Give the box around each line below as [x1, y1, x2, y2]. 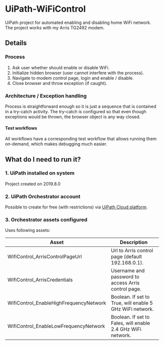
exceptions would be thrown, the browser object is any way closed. [5, 114, 141, 120]
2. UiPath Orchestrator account [5, 193, 81, 200]
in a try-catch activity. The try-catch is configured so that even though [5, 108, 146, 114]
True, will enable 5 [110, 300, 153, 306]
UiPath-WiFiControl [5, 3, 86, 15]
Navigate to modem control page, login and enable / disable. [12, 75, 134, 81]
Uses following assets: [5, 227, 50, 233]
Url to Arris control [110, 247, 153, 254]
